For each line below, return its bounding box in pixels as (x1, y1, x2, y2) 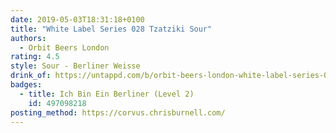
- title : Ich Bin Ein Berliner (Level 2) (19, 89, 195, 99)
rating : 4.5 (10, 52, 60, 62)
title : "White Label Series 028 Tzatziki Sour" (10, 24, 213, 34)
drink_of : (10, 71, 52, 81)
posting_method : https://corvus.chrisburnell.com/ (10, 107, 226, 118)
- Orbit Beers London (19, 42, 110, 53)
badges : (10, 80, 43, 90)
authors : (10, 33, 47, 43)
